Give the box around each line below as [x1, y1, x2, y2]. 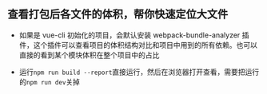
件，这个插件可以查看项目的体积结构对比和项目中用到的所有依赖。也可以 [18, 40, 257, 49]
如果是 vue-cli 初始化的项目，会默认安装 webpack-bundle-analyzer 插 [18, 30, 249, 40]
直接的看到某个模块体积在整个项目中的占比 [18, 50, 160, 60]
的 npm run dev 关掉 [18, 76, 81, 86]
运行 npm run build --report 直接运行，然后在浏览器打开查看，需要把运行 [18, 67, 260, 76]
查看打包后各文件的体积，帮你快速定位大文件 [7, 7, 229, 22]
